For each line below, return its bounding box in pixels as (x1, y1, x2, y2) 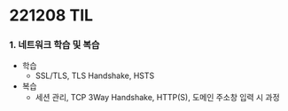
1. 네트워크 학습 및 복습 (9, 39, 100, 52)
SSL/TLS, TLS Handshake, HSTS (35, 70, 155, 81)
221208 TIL (9, 5, 94, 26)
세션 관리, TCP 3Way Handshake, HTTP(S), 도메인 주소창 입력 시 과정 (35, 92, 281, 103)
